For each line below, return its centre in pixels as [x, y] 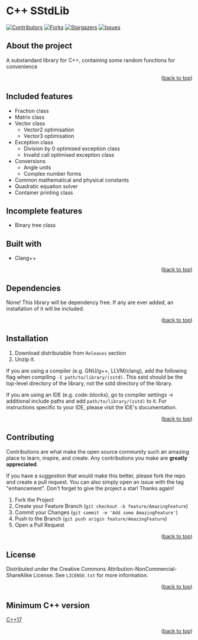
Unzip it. [25, 359]
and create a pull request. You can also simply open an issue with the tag [95, 482]
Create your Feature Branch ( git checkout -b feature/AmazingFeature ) [101, 506]
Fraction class [32, 111]
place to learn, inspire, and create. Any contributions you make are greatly [97, 458]
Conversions [30, 161]
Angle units [37, 167]
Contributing [30, 437]
